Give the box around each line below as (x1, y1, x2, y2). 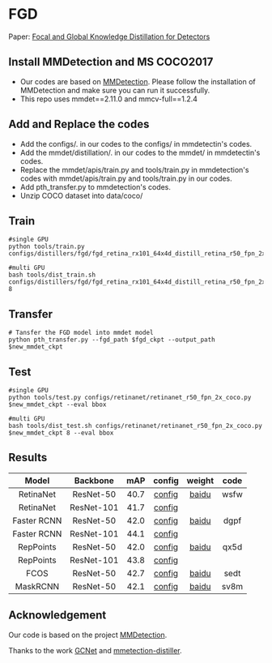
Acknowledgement (8, 609, 107, 622)
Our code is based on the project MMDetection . (8, 630, 168, 639)
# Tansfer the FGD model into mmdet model (8, 329, 154, 337)
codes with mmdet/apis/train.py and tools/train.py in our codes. (19, 173, 232, 183)
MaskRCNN (15, 580, 60, 592)
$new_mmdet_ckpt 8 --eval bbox (8, 429, 114, 437)
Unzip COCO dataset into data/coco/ (19, 190, 143, 200)
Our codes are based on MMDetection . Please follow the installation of (19, 76, 257, 86)
